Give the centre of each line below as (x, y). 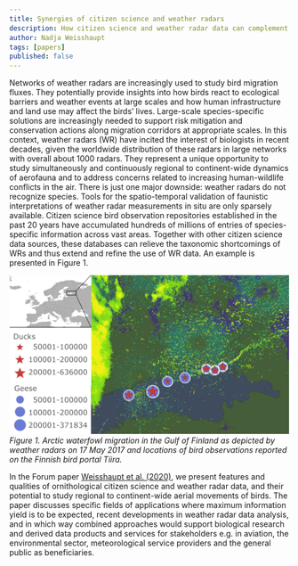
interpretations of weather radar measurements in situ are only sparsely (141, 206)
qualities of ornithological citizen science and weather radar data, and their (147, 486)
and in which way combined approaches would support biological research (147, 524)
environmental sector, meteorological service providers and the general (140, 543)
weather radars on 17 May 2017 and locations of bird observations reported (148, 449)
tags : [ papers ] (37, 47)
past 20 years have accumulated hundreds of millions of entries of (131, 225)
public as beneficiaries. (52, 552)
